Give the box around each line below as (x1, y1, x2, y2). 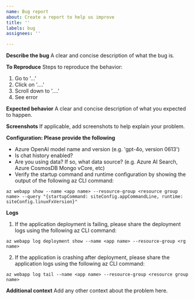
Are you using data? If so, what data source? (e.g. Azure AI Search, (14, 158, 178, 165)
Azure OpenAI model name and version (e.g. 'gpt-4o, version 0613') (14, 146, 180, 153)
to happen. (6, 112, 32, 119)
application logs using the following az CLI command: (14, 260, 145, 268)
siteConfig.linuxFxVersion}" (6, 199, 78, 205)
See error (14, 94, 38, 101)
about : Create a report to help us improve (6, 14, 115, 20)
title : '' (6, 19, 31, 25)
